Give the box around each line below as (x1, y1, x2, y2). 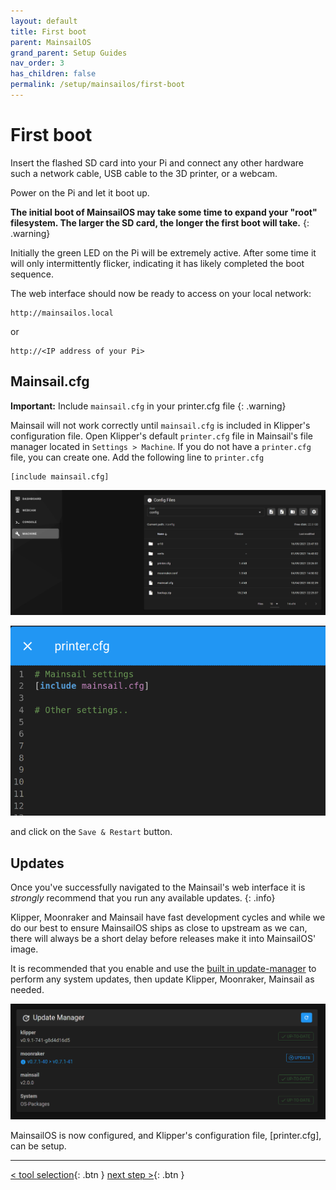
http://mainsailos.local (10, 308, 114, 318)
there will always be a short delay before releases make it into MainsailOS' (10, 933, 317, 945)
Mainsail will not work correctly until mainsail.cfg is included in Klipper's (10, 419, 311, 431)
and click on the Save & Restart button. (10, 826, 173, 838)
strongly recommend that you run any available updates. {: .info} (10, 892, 276, 904)
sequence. (10, 268, 55, 280)
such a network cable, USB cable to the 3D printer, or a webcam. (10, 167, 278, 179)
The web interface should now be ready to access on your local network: (10, 287, 312, 299)
